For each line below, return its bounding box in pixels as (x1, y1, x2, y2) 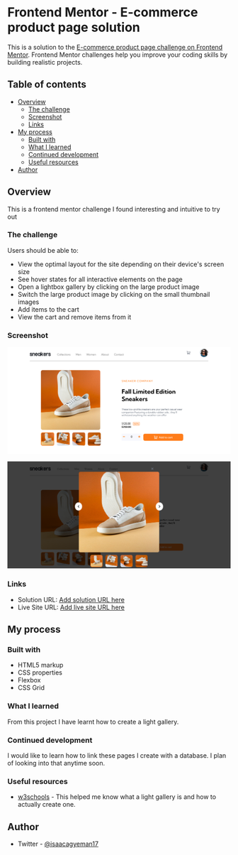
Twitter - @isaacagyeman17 (17, 839, 99, 849)
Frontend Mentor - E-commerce (7, 4, 198, 21)
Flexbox (17, 676, 41, 685)
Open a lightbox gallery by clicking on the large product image (17, 282, 200, 291)
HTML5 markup (17, 661, 64, 670)
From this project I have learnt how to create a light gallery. (7, 717, 179, 726)
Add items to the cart (17, 305, 79, 313)
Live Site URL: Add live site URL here (17, 603, 125, 611)
